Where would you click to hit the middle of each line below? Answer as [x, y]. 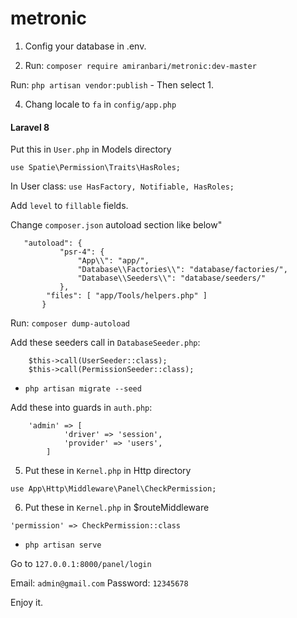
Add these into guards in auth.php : [81, 408]
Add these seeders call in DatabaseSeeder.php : [105, 343]
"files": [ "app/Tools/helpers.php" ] [127, 296]
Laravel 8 [30, 127]
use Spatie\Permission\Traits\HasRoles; [96, 168]
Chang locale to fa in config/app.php [100, 104]
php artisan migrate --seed [83, 389]
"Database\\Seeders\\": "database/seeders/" [172, 278]
